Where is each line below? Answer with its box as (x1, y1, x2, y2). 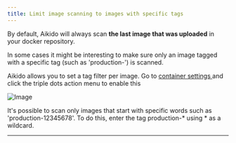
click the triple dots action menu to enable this (7, 79, 141, 88)
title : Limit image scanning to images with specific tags (7, 10, 184, 18)
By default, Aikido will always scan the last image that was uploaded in (7, 29, 215, 38)
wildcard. (7, 121, 34, 130)
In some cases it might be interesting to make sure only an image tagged (7, 50, 218, 59)
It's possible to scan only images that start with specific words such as (7, 106, 212, 114)
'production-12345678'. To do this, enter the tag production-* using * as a (7, 114, 221, 122)
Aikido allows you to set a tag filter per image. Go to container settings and (7, 71, 223, 80)
